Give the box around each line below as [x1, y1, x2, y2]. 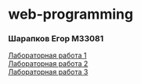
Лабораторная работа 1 [8, 51, 87, 60]
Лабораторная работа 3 [8, 68, 89, 77]
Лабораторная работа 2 [8, 59, 89, 68]
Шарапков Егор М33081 [8, 33, 104, 44]
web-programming [8, 5, 134, 23]
